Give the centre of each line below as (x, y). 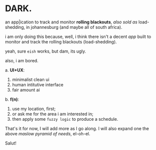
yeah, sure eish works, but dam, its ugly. (46, 51)
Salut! (11, 143)
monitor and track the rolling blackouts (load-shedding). (61, 41)
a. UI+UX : (15, 70)
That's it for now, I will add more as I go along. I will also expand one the (77, 128)
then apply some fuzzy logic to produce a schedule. (65, 119)
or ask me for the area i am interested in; (53, 114)
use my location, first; (34, 109)
